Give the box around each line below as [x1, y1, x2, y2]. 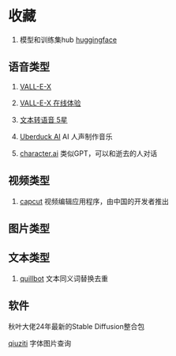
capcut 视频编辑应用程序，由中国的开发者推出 [19, 196, 170, 206]
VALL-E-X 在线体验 [19, 98, 81, 108]
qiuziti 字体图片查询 [8, 338, 72, 348]
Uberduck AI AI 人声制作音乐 [19, 131, 113, 141]
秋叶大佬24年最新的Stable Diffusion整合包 [8, 321, 144, 331]
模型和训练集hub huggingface [19, 35, 117, 44]
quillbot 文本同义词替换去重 [19, 274, 109, 283]
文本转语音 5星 [19, 115, 69, 124]
